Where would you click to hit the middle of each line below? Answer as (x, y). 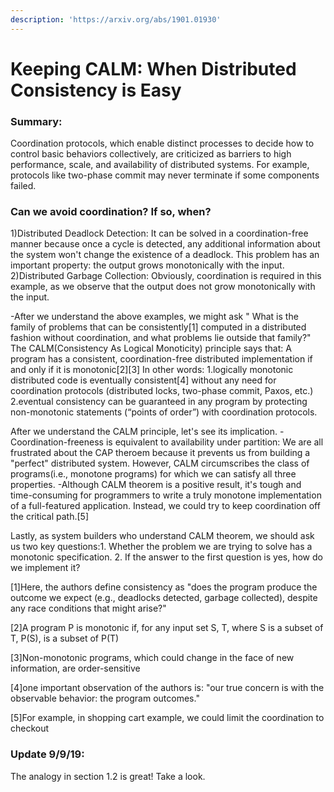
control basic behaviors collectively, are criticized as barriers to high (151, 154)
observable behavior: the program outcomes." (105, 698)
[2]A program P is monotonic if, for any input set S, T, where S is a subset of (167, 628)
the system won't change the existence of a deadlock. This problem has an (165, 255)
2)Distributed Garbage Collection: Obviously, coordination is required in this (166, 276)
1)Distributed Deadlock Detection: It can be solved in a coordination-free (159, 233)
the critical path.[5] (50, 517)
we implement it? (45, 568)
